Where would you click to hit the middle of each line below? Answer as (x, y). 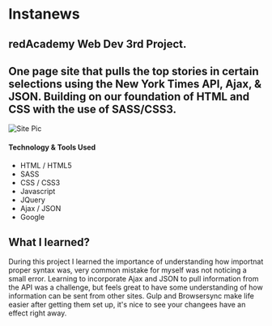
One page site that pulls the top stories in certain (134, 71)
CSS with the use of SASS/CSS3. (92, 109)
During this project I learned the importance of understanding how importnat (136, 262)
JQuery (33, 200)
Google (32, 217)
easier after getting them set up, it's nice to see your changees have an (127, 305)
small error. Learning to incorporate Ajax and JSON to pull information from (134, 279)
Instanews (44, 14)
